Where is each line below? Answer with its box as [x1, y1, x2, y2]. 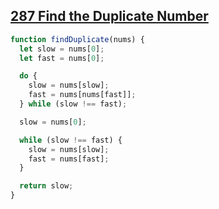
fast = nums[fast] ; [28, 154, 110, 164]
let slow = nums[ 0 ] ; [19, 44, 105, 54]
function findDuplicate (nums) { [10, 34, 145, 44]
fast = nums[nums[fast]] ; [28, 90, 137, 100]
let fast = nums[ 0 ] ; [19, 53, 105, 63]
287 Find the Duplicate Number [10, 8, 209, 25]
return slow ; [19, 181, 74, 191]
